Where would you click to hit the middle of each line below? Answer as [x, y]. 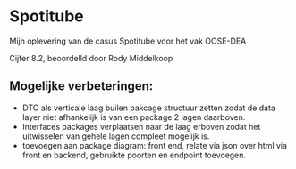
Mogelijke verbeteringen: [81, 86]
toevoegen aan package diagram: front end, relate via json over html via [155, 145]
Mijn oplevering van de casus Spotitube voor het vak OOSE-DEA [128, 41]
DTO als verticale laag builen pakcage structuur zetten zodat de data [148, 108]
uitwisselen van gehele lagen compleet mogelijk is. [116, 136]
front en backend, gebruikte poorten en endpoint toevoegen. [134, 155]
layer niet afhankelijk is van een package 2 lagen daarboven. [134, 117]
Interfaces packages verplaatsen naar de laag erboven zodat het [141, 126]
